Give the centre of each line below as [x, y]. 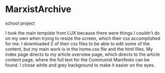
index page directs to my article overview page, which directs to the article [82, 54]
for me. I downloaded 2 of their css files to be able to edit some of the [77, 43]
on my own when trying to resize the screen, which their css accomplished [83, 38]
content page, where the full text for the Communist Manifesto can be [77, 59]
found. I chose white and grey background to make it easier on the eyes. [80, 65]
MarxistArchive [38, 9]
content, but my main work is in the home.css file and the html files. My [79, 49]
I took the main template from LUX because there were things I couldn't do [82, 33]
